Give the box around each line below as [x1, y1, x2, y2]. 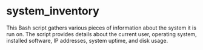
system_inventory [6, 4, 99, 18]
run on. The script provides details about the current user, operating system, [6, 30, 197, 37]
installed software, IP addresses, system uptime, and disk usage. [6, 37, 168, 44]
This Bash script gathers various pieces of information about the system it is [6, 24, 197, 31]
